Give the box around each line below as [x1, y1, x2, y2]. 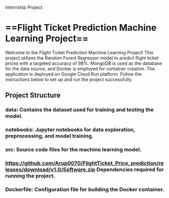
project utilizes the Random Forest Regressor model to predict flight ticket [5, 55, 159, 61]
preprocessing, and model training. [5, 133, 94, 140]
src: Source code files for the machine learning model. [5, 146, 142, 153]
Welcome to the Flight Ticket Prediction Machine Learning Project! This [5, 49, 153, 55]
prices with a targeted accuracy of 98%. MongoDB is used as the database [5, 60, 162, 66]
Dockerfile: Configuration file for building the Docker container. [5, 186, 164, 193]
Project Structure [5, 91, 61, 100]
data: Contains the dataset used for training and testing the [5, 106, 154, 113]
